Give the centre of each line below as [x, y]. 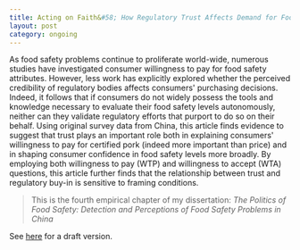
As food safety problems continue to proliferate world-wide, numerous [139, 60]
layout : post [33, 26]
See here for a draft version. [61, 237]
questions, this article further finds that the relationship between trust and [145, 173]
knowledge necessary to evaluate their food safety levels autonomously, [142, 107]
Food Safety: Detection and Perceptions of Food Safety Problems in [156, 210]
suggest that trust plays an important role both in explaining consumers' [142, 136]
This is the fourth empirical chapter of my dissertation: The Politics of [158, 200]
